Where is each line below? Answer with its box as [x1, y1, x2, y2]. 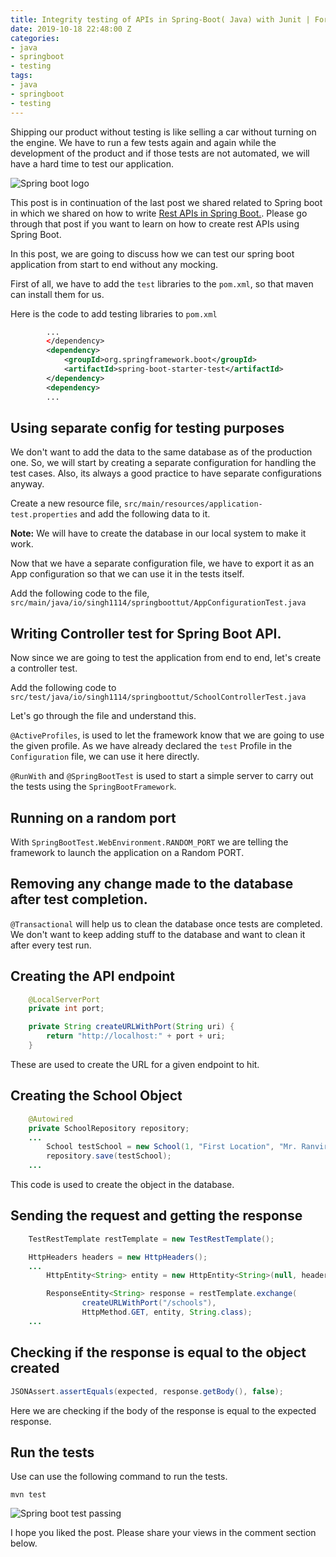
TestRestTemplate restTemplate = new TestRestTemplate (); [28, 1234, 275, 1244]
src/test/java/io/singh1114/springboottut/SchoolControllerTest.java [10, 692, 307, 703]
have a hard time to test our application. [10, 157, 175, 170]
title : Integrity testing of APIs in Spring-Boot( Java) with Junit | [10, 14, 311, 25]
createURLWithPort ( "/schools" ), [81, 1298, 217, 1308]
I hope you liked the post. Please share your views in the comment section [10, 1527, 317, 1539]
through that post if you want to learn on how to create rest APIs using [10, 217, 300, 230]
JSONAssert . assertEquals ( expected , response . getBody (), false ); [10, 1386, 284, 1396]
